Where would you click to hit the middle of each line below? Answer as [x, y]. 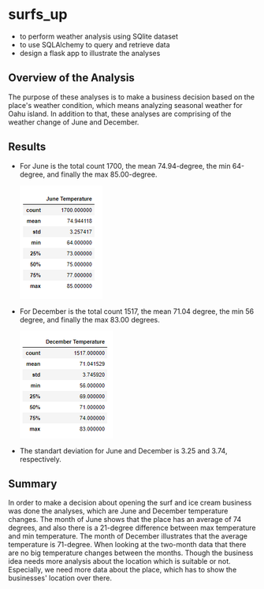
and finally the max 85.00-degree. [102, 174]
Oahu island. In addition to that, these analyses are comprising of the [120, 114]
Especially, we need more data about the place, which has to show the [123, 570]
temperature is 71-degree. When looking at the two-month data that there [127, 545]
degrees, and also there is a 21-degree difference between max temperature [132, 528]
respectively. [40, 459]
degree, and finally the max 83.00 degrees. [89, 319]
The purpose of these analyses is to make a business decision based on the [131, 97]
